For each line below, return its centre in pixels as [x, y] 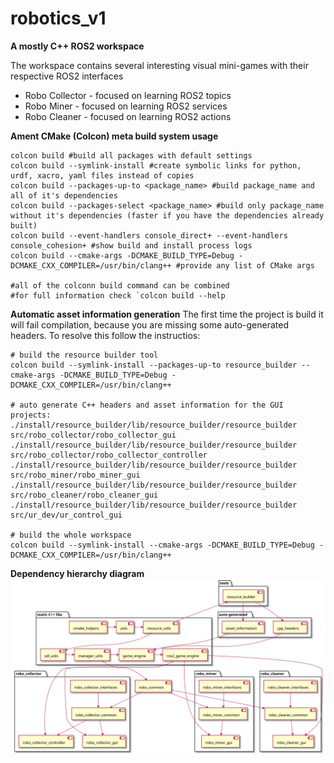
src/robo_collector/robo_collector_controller [109, 455]
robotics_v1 [58, 18]
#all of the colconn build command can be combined [120, 285]
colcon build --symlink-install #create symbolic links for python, [156, 165]
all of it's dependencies [64, 195]
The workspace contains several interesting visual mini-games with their [159, 65]
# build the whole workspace [71, 535]
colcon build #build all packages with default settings [131, 155]
